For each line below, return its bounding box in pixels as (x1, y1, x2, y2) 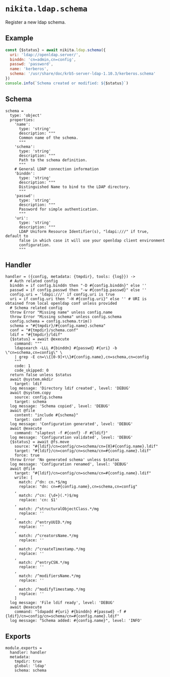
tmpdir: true (14, 659, 42, 664)
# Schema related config (10, 305, 63, 310)
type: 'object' (10, 113, 42, 118)
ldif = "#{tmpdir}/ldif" (10, 332, 63, 337)
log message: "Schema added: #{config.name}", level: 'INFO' (10, 618, 143, 623)
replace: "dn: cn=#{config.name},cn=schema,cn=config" (18, 484, 138, 489)
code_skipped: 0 (14, 368, 49, 373)
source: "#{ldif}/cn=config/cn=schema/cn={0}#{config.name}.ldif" (14, 444, 158, 449)
